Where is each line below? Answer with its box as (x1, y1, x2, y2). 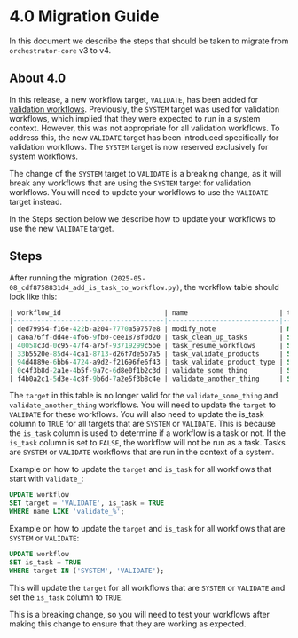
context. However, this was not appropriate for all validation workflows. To (9, 122, 280, 133)
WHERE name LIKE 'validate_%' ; (9, 508, 125, 516)
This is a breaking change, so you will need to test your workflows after (9, 609, 271, 619)
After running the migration (9, 272, 108, 283)
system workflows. (9, 151, 78, 161)
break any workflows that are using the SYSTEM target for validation (9, 177, 252, 188)
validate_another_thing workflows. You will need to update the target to (9, 399, 277, 410)
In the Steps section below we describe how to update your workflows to (9, 213, 277, 224)
